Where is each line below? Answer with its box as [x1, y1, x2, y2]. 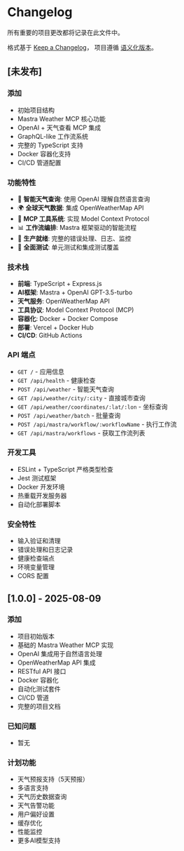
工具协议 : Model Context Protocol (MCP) [17, 306, 134, 314]
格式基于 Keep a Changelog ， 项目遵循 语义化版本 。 [7, 43, 158, 51]
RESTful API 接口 [17, 667, 66, 675]
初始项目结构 [17, 106, 55, 114]
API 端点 [7, 350, 36, 360]
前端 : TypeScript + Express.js [17, 280, 103, 288]
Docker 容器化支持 [17, 149, 71, 158]
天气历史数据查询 [17, 793, 67, 801]
